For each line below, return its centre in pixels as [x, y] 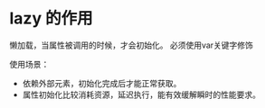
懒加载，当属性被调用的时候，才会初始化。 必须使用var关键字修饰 [131, 45]
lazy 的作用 [51, 18]
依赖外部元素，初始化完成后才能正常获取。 [102, 83]
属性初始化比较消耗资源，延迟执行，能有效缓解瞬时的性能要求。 [141, 94]
